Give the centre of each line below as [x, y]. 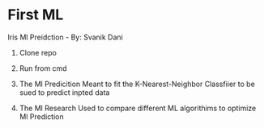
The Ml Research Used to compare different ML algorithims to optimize [138, 108]
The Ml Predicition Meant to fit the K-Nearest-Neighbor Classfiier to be [137, 84]
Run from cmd [43, 68]
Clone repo [38, 52]
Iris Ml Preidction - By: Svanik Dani [65, 37]
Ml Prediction [41, 116]
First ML [36, 15]
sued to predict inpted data [64, 92]
